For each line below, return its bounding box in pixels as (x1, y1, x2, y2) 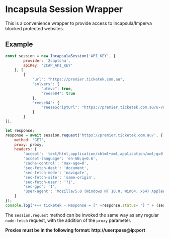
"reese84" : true (41, 91, 75, 96)
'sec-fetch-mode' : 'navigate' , (23, 170, 89, 175)
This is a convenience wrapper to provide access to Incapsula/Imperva (5, 20, 152, 26)
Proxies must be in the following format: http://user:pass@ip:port (5, 227, 146, 233)
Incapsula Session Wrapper (5, 4, 123, 15)
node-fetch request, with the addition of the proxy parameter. (5, 217, 132, 223)
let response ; (5, 128, 35, 133)
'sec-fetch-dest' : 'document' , (23, 165, 89, 171)
